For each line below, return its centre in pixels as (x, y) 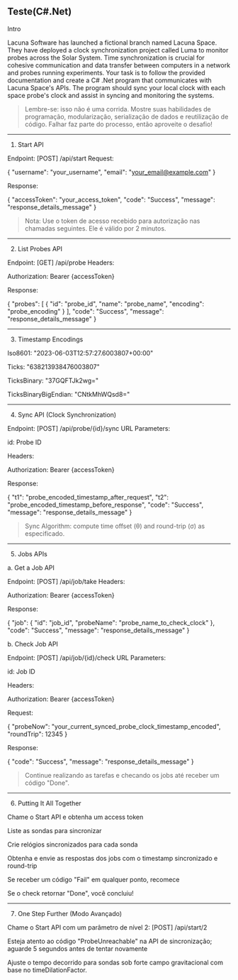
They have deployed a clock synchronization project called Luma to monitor (118, 50)
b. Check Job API (33, 644)
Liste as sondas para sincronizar (55, 830)
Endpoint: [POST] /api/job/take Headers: (66, 581)
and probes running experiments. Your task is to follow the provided (106, 72)
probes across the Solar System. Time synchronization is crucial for (106, 57)
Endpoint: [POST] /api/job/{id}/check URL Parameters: (87, 657)
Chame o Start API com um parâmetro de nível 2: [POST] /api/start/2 (107, 927)
